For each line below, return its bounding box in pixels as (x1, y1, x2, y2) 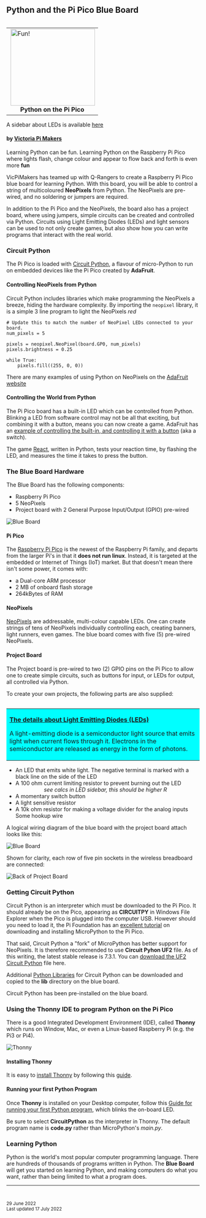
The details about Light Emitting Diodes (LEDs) (9, 715, 149, 723)
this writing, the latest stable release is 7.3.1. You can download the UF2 (6, 952, 187, 960)
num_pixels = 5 (6, 330, 45, 336)
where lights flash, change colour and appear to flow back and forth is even (6, 155, 198, 163)
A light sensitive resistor (15, 799, 77, 806)
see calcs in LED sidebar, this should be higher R (44, 785, 167, 793)
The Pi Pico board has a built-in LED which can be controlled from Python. (6, 407, 194, 415)
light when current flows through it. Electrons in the (9, 736, 157, 745)
